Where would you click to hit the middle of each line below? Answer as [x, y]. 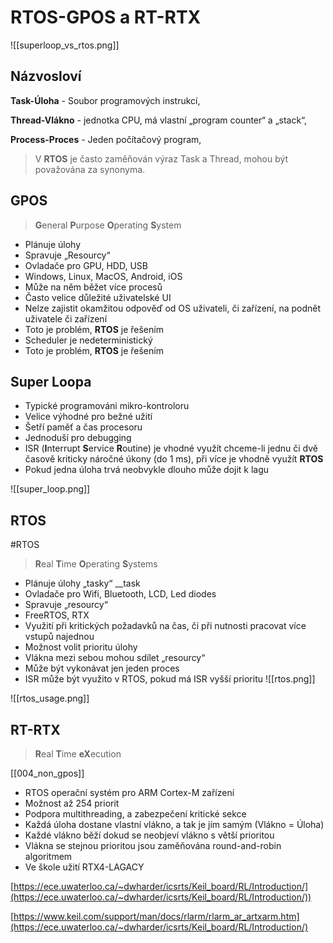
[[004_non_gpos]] [47, 773]
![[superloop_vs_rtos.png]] [65, 45]
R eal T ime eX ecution [78, 754]
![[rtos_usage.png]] [50, 698]
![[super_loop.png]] [50, 489]
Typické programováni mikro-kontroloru [107, 406]
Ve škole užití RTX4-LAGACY [84, 867]
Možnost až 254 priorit [72, 803]
